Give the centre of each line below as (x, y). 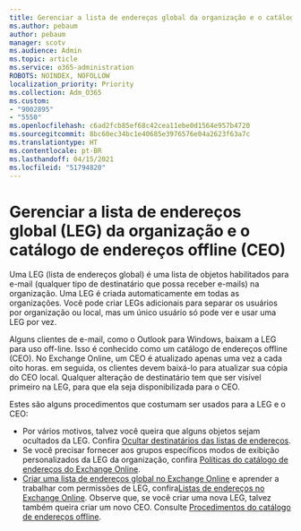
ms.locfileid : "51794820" (57, 167)
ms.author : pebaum (43, 26)
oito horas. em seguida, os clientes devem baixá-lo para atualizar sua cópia (149, 368)
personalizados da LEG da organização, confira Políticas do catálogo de (155, 460)
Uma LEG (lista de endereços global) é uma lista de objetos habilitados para (149, 275)
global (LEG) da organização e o (130, 231)
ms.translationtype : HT (54, 142)
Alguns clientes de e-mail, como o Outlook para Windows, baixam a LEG (143, 339)
